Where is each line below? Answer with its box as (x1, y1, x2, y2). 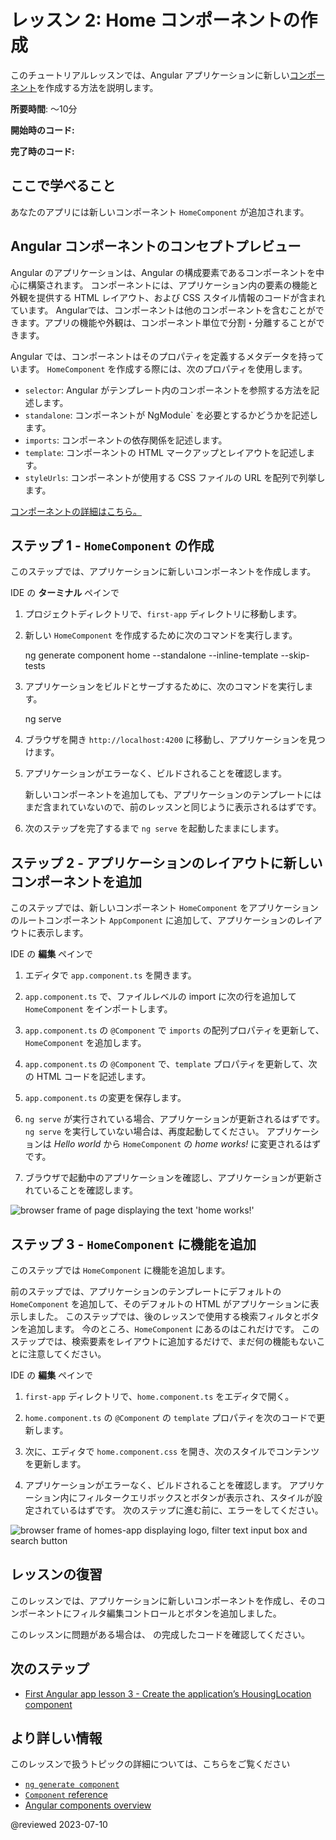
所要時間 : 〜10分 (10, 102, 78, 115)
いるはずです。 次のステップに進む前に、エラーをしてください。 (59, 1504, 324, 1516)
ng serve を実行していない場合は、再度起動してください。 (24, 1126, 265, 1138)
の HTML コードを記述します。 (24, 1071, 152, 1083)
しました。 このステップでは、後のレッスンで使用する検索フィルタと (18, 1311, 302, 1322)
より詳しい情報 (10, 1730, 103, 1747)
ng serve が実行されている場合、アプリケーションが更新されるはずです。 (24, 1113, 325, 1125)
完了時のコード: (10, 145, 75, 157)
